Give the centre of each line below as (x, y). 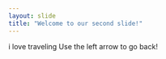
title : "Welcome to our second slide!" (76, 23)
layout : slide (32, 16)
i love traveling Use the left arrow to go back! (83, 46)
